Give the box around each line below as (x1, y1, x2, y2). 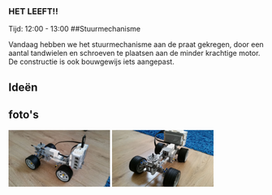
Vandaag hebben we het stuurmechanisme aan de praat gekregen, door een (8, 40, 264, 49)
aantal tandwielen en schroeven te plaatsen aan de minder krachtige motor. (8, 49, 261, 58)
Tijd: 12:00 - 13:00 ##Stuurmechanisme (8, 24, 140, 34)
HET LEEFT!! (8, 6, 58, 17)
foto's (8, 108, 39, 122)
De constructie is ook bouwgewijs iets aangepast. (8, 57, 175, 66)
